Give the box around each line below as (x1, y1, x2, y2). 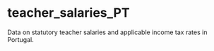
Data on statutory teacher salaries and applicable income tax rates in (7, 28, 208, 36)
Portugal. (7, 35, 34, 43)
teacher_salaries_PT (7, 5, 130, 21)
